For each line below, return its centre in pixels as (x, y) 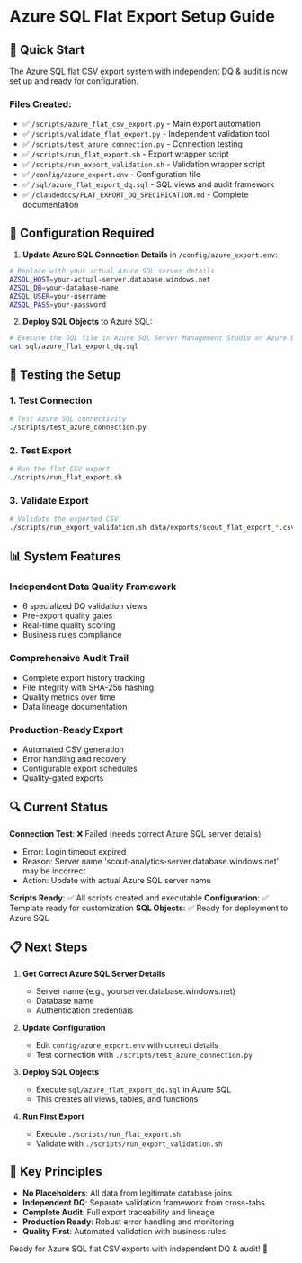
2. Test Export (40, 450)
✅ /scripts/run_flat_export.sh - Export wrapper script (125, 154)
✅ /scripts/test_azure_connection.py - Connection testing (132, 144)
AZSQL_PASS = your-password (58, 305)
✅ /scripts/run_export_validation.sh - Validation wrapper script (144, 165)
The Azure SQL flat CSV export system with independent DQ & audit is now (148, 71)
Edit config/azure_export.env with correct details (127, 1044)
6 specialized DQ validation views (84, 606)
